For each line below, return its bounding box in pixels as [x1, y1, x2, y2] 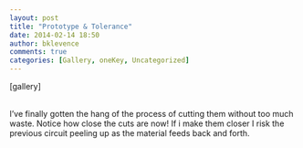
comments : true [9, 48, 68, 57]
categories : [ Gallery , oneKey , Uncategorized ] [9, 56, 190, 65]
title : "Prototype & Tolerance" [9, 22, 132, 31]
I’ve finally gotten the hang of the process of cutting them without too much [9, 109, 294, 119]
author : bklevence [9, 38, 79, 48]
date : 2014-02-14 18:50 [9, 30, 100, 39]
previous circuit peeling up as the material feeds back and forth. [9, 128, 250, 138]
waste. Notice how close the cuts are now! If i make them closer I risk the [9, 118, 285, 129]
